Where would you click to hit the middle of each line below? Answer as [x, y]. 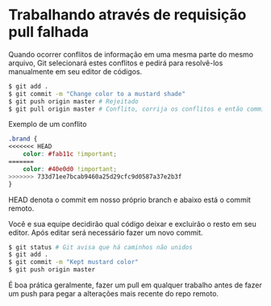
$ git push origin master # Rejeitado [73, 101]
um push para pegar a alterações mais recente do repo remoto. [114, 294]
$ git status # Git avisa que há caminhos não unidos [101, 247]
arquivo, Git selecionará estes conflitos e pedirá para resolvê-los [116, 63]
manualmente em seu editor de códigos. [75, 71]
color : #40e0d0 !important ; [70, 169]
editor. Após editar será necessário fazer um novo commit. [106, 233]
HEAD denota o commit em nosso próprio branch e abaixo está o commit [130, 199]
